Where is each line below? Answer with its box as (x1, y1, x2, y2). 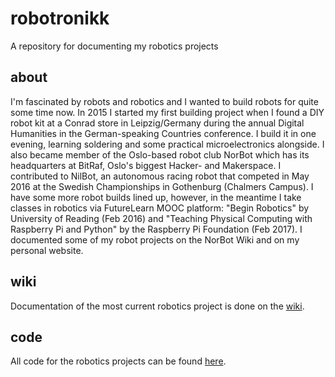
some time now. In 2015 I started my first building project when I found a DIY (10, 106, 325, 118)
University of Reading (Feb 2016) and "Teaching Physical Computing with (10, 212, 313, 224)
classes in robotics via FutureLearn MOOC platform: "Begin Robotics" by (10, 202, 310, 214)
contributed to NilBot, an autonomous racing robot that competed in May (10, 170, 310, 182)
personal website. (10, 244, 84, 256)
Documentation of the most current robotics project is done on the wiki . (10, 300, 305, 312)
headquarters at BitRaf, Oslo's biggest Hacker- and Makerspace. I (10, 159, 282, 171)
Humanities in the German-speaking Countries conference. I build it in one (10, 127, 317, 139)
